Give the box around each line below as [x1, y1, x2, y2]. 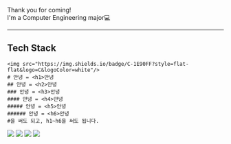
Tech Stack [7, 43, 56, 54]
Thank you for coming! [7, 6, 71, 14]
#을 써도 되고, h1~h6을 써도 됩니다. [7, 117, 100, 124]
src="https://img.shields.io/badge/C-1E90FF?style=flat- [22, 60, 189, 67]
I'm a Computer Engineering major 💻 [7, 14, 111, 21]
